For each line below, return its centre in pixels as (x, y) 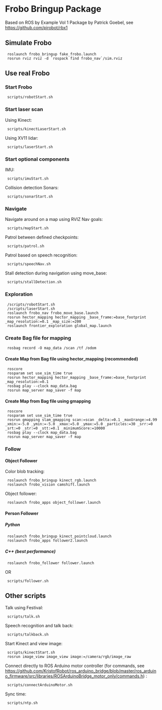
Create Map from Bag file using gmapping (48, 401)
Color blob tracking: (25, 472)
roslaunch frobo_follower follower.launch (51, 563)
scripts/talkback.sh (28, 634)
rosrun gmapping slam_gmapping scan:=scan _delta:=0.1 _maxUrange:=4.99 (82, 420)
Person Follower (22, 513)
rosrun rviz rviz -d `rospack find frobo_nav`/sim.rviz (65, 58)
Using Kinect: (19, 120)
